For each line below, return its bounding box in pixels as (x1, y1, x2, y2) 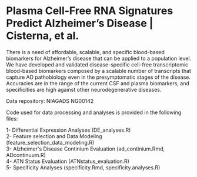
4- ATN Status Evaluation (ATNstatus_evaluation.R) (6, 158, 129, 165)
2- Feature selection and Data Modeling (6, 132, 102, 139)
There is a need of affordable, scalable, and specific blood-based (6, 48, 165, 55)
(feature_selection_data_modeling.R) (6, 139, 95, 146)
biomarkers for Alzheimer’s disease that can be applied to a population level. (6, 55, 192, 62)
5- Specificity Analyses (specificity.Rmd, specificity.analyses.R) (6, 163, 161, 171)
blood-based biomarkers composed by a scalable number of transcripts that (6, 67, 191, 74)
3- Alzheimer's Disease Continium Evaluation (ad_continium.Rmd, (6, 145, 165, 152)
